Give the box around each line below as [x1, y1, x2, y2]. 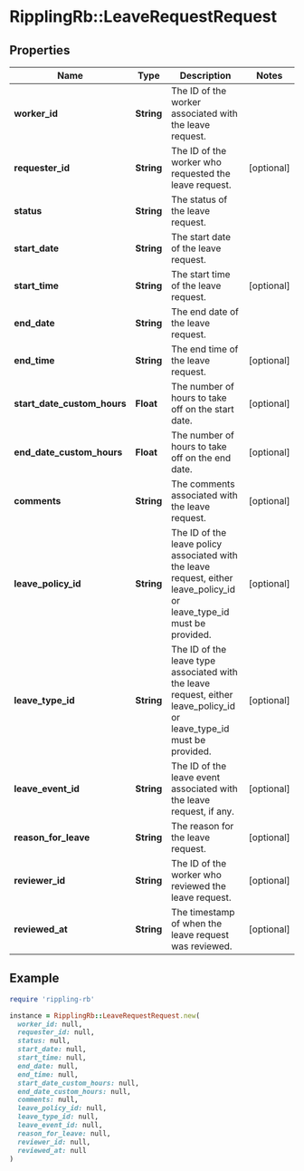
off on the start [170, 403, 234, 415]
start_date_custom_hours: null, [17, 1079, 140, 1088]
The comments [170, 478, 235, 490]
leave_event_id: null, [17, 1121, 103, 1130]
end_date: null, [17, 1061, 79, 1070]
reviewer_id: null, [17, 1137, 91, 1147]
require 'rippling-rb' [9, 994, 95, 1003]
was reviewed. [170, 940, 233, 953]
